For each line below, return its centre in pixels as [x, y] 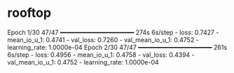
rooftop [29, 13]
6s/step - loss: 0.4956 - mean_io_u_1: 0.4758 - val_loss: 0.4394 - [101, 55]
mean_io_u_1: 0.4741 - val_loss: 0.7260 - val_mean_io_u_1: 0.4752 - [103, 39]
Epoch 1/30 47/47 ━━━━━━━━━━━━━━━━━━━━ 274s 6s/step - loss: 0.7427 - [113, 32]
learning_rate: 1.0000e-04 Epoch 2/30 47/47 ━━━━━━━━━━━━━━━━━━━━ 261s [117, 47]
